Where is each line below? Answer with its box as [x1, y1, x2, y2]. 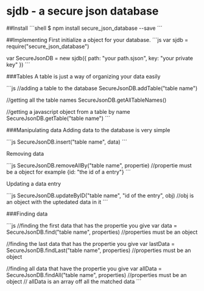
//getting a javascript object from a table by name [6, 108, 130, 115]
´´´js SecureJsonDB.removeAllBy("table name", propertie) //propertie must [6, 161, 192, 169]
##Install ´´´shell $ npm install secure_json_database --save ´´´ [6, 24, 163, 32]
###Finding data [6, 210, 48, 217]
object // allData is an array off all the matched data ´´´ [6, 278, 142, 285]
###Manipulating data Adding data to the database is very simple [6, 126, 171, 133]
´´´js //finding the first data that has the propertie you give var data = [6, 222, 178, 229]
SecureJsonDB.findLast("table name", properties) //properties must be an [6, 247, 191, 254]
